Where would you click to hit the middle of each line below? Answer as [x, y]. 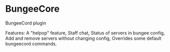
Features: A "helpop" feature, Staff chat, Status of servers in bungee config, [85, 33]
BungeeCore [32, 9]
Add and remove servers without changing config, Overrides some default [83, 38]
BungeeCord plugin [26, 23]
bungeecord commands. [31, 43]
